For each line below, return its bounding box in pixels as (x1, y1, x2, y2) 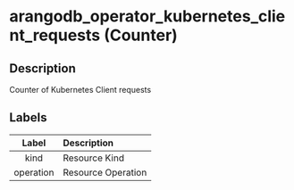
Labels (9, 110, 47, 126)
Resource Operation (62, 166, 147, 178)
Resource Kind (62, 152, 125, 164)
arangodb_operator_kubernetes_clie (9, 6, 286, 27)
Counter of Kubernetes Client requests (9, 85, 152, 95)
